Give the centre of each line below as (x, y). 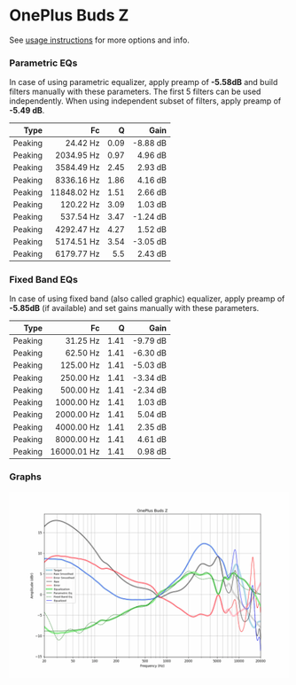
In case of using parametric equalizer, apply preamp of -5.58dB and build (144, 82)
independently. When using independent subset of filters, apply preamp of (145, 101)
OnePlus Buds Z (69, 16)
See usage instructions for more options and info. (100, 40)
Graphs (25, 477)
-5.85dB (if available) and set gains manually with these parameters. (134, 308)
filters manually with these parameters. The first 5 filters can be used (135, 92)
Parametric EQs (43, 63)
